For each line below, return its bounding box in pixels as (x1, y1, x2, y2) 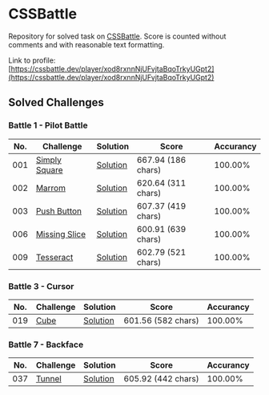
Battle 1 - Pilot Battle (8, 120, 88, 131)
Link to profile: (8, 55, 56, 65)
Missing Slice (35, 228, 86, 239)
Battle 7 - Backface (8, 339, 84, 350)
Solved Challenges (8, 96, 104, 109)
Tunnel (35, 373, 62, 385)
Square (35, 164, 63, 175)
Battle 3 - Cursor (8, 280, 74, 291)
